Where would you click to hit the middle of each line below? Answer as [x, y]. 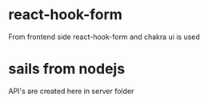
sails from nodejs [67, 69]
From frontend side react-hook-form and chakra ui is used [104, 37]
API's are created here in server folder [71, 91]
